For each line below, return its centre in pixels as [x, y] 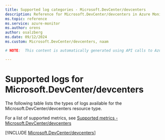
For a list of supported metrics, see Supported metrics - [61, 118]
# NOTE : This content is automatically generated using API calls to [79, 50]
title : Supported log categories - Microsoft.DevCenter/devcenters [76, 10]
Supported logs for [44, 79]
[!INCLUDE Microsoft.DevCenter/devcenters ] [50, 133]
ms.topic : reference [26, 19]
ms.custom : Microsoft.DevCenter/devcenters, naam [57, 42]
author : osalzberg [24, 32]
